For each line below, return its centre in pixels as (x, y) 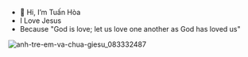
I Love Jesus (41, 21)
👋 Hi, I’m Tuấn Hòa (50, 12)
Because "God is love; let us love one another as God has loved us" (130, 29)
